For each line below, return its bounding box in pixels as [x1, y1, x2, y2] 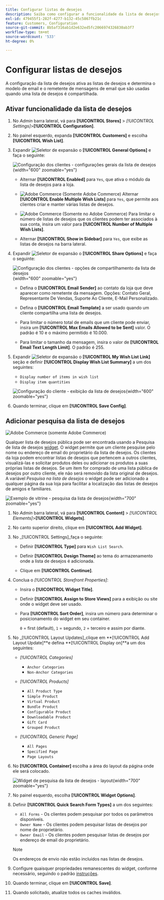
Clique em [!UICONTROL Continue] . [19, 568, 93, 574]
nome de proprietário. [19, 827, 64, 833]
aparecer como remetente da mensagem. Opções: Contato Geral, [19, 290, 151, 296]
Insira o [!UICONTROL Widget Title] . [19, 586, 94, 593]
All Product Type [27, 689, 62, 694]
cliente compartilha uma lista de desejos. [19, 310, 102, 316]
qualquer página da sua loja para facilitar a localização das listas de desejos [5, 481, 158, 487]
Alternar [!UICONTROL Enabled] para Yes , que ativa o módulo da [19, 176, 150, 182]
